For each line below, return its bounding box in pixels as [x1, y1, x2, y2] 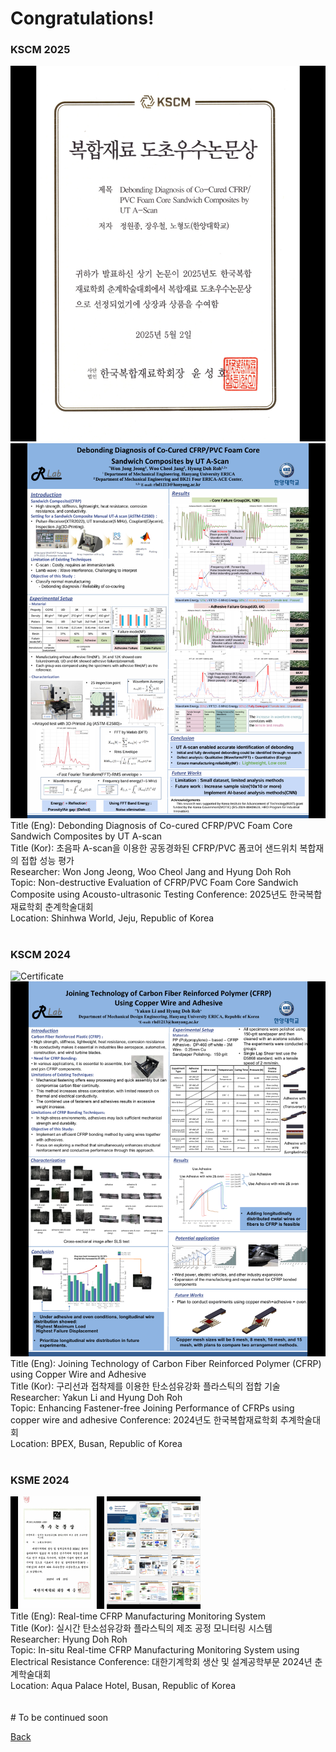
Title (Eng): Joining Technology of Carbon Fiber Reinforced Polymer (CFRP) [10, 1358, 322, 1370]
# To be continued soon [10, 1712, 109, 1724]
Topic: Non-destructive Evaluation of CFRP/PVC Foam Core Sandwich [10, 876, 299, 888]
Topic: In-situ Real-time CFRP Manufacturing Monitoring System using [10, 1644, 300, 1656]
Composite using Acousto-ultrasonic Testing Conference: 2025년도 [10, 888, 288, 900]
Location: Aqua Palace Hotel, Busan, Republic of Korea [10, 1680, 237, 1692]
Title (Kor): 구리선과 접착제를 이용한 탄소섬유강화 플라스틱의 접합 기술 [10, 1380, 281, 1392]
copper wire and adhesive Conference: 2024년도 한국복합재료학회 [10, 1414, 278, 1426]
